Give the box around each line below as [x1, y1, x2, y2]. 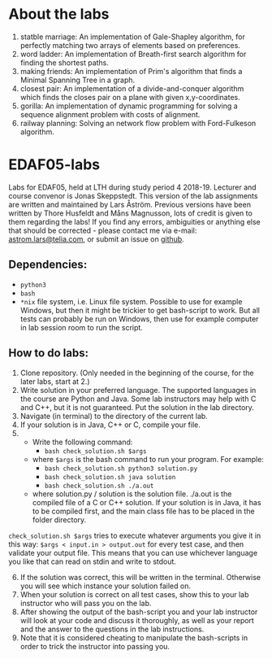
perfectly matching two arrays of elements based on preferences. [19, 40, 241, 50]
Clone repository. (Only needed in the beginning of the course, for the [19, 368, 254, 378]
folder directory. [32, 514, 87, 525]
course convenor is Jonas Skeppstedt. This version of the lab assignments [8, 190, 258, 200]
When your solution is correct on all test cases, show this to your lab [19, 589, 249, 599]
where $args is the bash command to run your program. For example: [32, 454, 264, 464]
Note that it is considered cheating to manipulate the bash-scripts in [19, 632, 248, 643]
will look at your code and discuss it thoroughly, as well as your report [19, 615, 254, 625]
